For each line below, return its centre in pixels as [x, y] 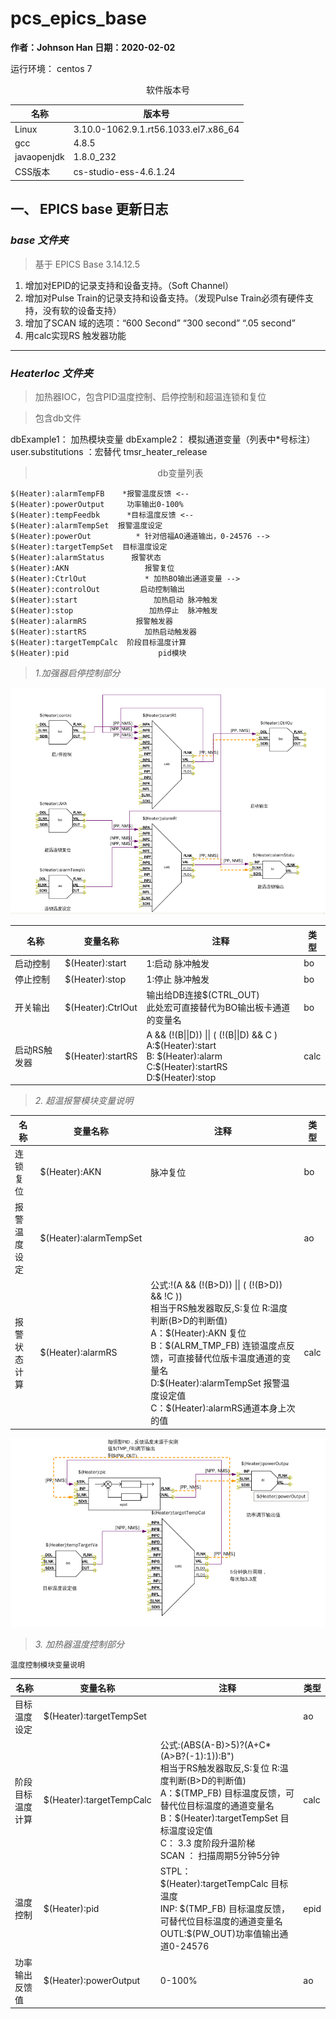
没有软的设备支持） [82, 310]
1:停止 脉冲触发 [178, 979]
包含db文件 [58, 418]
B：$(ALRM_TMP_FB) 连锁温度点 [218, 1346]
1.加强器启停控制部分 [77, 673]
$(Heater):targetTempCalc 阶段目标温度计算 [98, 642]
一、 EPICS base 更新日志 [89, 209]
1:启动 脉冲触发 [178, 963]
